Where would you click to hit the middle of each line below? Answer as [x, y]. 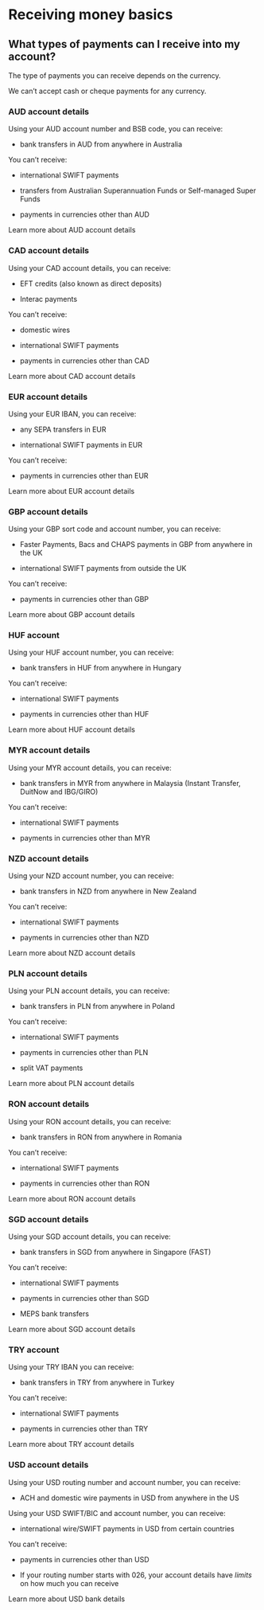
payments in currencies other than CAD [84, 361]
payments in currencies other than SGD [84, 1298]
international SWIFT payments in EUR [81, 444]
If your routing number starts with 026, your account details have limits [136, 1575]
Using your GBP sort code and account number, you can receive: [115, 529]
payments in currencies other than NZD [84, 938]
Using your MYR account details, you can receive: [90, 768]
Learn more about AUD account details [72, 230]
